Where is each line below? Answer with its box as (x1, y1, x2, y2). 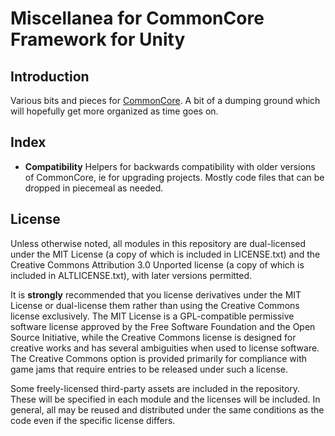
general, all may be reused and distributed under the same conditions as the (10, 403, 325, 416)
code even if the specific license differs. (10, 414, 176, 426)
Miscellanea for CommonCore (10, 7, 265, 30)
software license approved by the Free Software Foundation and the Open (10, 320, 316, 332)
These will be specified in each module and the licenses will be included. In (10, 393, 321, 405)
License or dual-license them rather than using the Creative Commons (10, 299, 300, 311)
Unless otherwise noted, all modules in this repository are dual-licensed (10, 237, 307, 249)
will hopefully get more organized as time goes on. (10, 105, 219, 117)
